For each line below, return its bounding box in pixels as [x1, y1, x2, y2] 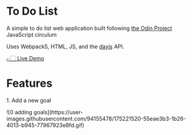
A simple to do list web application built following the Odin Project [6, 24, 172, 32]
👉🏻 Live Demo [6, 54, 45, 62]
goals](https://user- [33, 108, 83, 115]
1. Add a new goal [6, 97, 52, 104]
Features [6, 76, 53, 90]
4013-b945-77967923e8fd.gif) [6, 121, 85, 129]
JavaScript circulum [6, 31, 57, 38]
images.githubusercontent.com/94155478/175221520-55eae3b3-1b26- [6, 115, 186, 122]
